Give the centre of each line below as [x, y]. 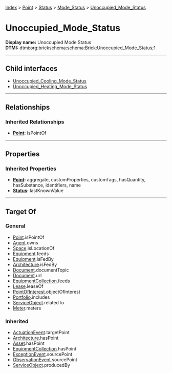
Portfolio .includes [31, 297]
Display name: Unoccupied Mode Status [48, 42]
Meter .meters [27, 308]
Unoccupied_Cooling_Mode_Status [50, 81]
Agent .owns [25, 242]
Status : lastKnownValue [38, 191]
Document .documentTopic [41, 270]
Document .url [27, 275]
